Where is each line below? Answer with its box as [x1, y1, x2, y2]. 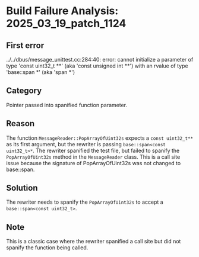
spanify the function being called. [6, 244, 89, 251]
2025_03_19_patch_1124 [6, 17, 127, 30]
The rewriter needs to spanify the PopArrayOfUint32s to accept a [6, 198, 163, 205]
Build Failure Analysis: [6, 4, 119, 18]
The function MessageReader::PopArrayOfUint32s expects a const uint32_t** [6, 134, 194, 142]
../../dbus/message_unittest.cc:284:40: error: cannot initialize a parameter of [6, 56, 194, 63]
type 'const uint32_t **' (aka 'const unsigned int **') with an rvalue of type [6, 62, 188, 69]
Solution [6, 183, 38, 193]
